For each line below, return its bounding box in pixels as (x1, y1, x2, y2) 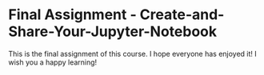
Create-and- (139, 6, 225, 24)
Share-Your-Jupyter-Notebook (8, 22, 218, 41)
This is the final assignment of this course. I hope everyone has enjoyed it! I (8, 49, 258, 58)
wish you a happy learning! (8, 57, 98, 67)
